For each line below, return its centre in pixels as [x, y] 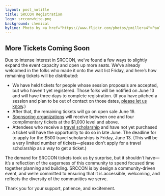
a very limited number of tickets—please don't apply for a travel [77, 143]
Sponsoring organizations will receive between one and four [73, 117]
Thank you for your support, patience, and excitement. [60, 188]
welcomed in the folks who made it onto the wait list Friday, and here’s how [81, 70]
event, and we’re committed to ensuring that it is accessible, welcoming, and [82, 173]
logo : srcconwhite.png [28, 19]
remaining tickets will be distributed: [42, 76]
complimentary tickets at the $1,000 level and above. [66, 122]
